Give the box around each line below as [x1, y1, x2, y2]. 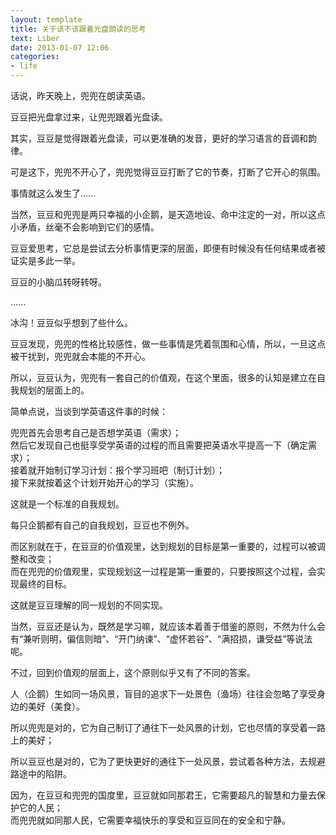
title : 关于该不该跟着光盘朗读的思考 [10, 24, 147, 34]
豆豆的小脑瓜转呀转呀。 [10, 276, 107, 288]
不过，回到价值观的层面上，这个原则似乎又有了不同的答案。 [10, 667, 256, 678]
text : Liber [10, 33, 60, 43]
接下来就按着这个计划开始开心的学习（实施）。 [10, 477, 199, 488]
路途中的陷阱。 [10, 768, 72, 780]
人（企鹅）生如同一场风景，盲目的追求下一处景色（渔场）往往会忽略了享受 [10, 688, 317, 700]
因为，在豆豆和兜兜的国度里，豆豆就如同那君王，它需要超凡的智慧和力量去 [10, 789, 317, 801]
